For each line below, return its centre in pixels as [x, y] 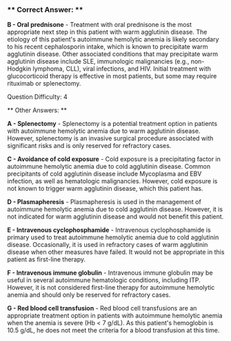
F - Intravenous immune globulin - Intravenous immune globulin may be [110, 273]
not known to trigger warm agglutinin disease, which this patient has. [105, 189]
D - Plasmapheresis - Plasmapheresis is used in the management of [104, 202]
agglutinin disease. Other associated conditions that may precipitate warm [113, 54]
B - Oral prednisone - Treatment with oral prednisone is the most [99, 25]
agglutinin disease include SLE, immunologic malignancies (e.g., [98, 62]
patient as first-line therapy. [47, 259]
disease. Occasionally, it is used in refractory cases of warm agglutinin [108, 245]
